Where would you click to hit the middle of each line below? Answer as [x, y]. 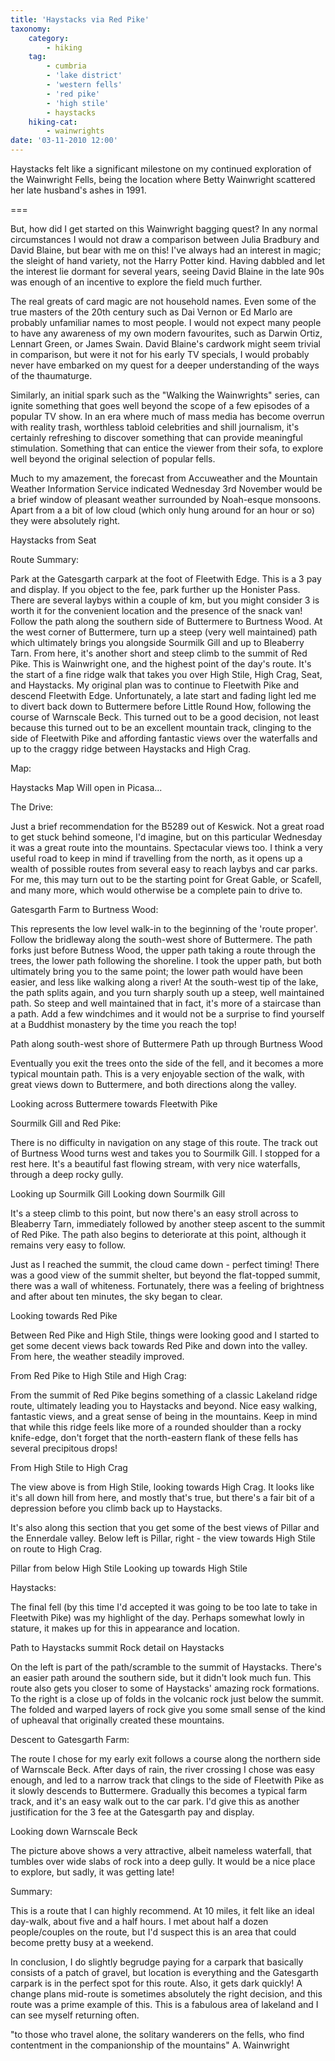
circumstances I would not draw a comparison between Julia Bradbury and [165, 239]
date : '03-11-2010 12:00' [64, 141]
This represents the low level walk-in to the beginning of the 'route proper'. [164, 929]
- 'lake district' [84, 76]
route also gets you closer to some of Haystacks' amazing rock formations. [165, 1688]
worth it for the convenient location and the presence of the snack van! [156, 610]
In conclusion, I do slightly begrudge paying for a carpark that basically [157, 1962]
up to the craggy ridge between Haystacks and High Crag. [130, 749]
